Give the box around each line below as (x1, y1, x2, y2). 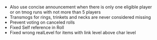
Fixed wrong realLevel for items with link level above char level (9, 30, 136, 35)
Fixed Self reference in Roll (9, 25, 65, 30)
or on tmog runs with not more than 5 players (9, 9, 101, 15)
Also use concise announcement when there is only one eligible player (9, 4, 152, 10)
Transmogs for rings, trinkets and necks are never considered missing (9, 14, 151, 20)
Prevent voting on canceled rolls (9, 19, 75, 25)
